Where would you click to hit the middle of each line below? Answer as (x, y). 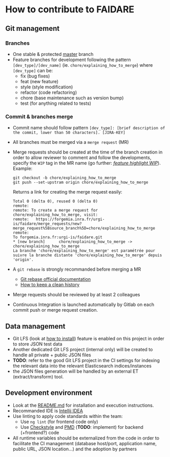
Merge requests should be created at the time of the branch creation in (88, 152)
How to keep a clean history (50, 285)
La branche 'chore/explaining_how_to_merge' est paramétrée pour (84, 251)
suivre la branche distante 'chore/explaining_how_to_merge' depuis (87, 255)
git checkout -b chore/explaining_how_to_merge (64, 178)
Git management (33, 28)
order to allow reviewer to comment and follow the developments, (82, 158)
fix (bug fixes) (35, 76)
